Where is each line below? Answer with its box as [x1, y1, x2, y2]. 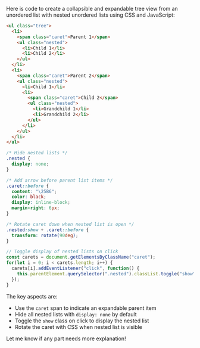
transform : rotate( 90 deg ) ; [11, 232, 79, 238]
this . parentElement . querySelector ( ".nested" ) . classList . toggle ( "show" [17, 271, 196, 276]
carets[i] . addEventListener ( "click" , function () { [11, 265, 140, 271]
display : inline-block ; [11, 200, 70, 206]
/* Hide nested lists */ [6, 150, 68, 156]
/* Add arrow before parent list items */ [6, 177, 113, 184]
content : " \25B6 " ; [11, 188, 58, 194]
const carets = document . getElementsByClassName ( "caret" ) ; [6, 254, 156, 260]
